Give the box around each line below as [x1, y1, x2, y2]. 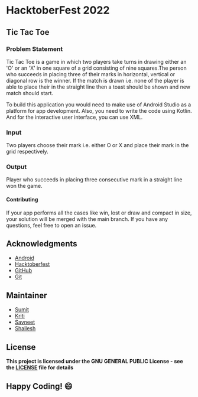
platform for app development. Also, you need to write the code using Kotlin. [6, 107, 192, 114]
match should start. [6, 89, 54, 96]
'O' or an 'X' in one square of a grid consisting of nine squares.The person [6, 64, 187, 71]
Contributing [6, 196, 38, 203]
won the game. [6, 183, 43, 190]
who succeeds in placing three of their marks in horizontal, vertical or [6, 70, 176, 77]
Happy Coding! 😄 [6, 381, 73, 391]
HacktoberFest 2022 [6, 4, 110, 17]
